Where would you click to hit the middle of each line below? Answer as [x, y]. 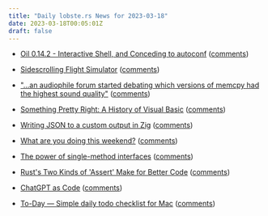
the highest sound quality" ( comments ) [85, 94]
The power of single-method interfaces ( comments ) [107, 157]
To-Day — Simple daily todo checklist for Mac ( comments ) [118, 204]
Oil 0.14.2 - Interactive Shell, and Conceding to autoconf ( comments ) [134, 54]
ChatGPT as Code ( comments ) [71, 188]
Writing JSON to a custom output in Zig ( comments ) [106, 125]
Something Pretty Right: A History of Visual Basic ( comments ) [123, 109]
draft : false [30, 31]
